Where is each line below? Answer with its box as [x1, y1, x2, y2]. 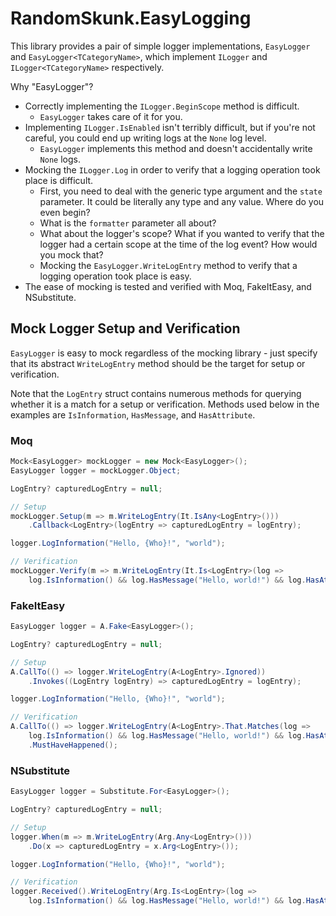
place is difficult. [24, 174, 94, 186]
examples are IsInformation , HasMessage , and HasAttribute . [10, 408, 256, 421]
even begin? [39, 206, 91, 218]
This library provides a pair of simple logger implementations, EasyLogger [10, 40, 311, 52]
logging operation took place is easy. [39, 270, 192, 282]
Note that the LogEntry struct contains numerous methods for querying [10, 387, 302, 399]
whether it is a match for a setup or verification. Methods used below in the [10, 398, 320, 410]
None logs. [39, 153, 81, 165]
